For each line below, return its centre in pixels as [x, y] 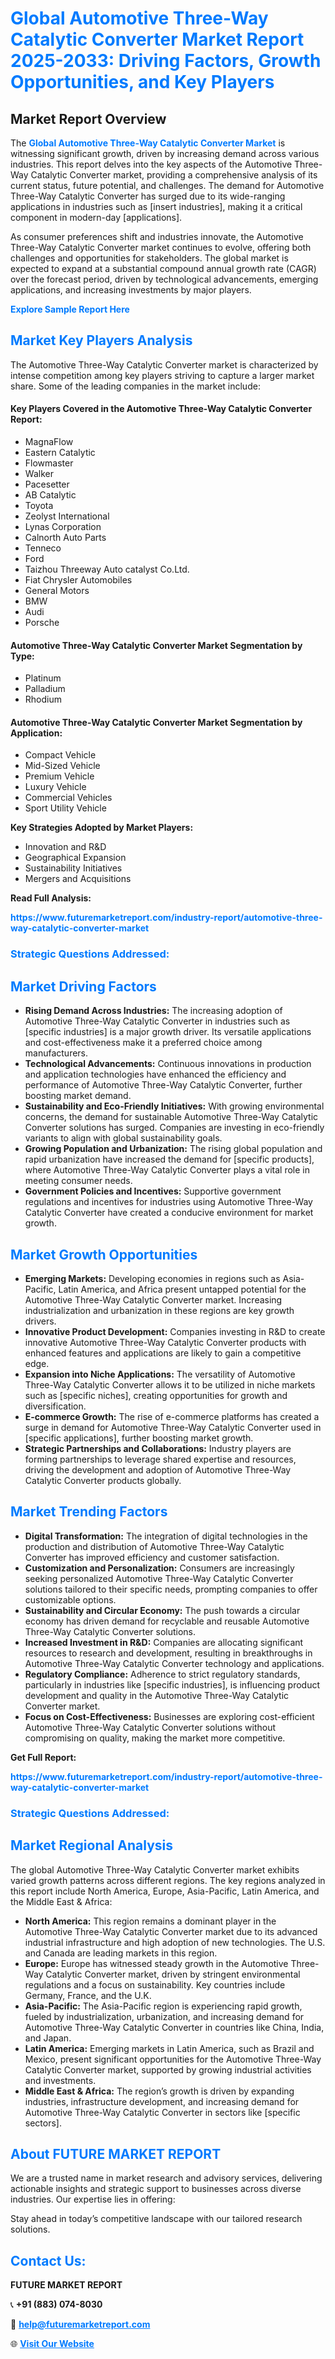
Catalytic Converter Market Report [157, 39]
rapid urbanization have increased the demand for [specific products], [169, 1159]
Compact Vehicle [60, 755]
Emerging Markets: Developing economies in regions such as [152, 1278]
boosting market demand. [78, 1096]
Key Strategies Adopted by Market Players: [102, 828]
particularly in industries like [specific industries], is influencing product [172, 1684]
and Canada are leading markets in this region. [121, 1953]
